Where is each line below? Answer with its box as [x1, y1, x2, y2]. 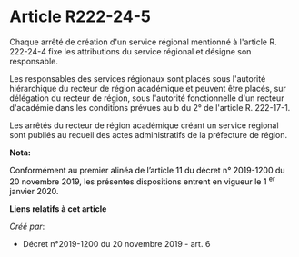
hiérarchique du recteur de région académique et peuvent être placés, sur [9, 83, 286, 94]
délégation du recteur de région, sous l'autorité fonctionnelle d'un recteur [9, 93, 284, 104]
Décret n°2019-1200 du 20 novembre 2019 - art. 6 [22, 238, 211, 249]
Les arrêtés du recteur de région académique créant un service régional [9, 120, 279, 131]
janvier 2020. [9, 185, 59, 196]
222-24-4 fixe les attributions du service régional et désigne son [9, 45, 252, 56]
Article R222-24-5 [9, 6, 152, 27]
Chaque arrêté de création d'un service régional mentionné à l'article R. [9, 36, 277, 47]
